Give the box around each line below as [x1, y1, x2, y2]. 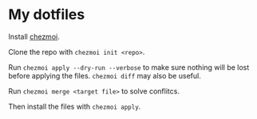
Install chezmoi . [8, 32, 60, 41]
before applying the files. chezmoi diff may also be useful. [8, 71, 201, 80]
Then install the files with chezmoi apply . [8, 102, 141, 111]
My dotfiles [8, 6, 85, 24]
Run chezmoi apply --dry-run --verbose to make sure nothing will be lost [8, 62, 250, 72]
